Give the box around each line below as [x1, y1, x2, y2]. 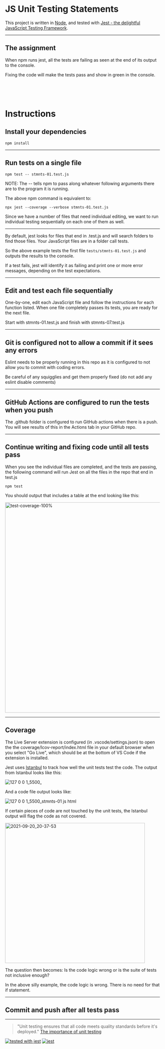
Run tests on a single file [5, 159, 82, 167]
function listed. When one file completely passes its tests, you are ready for [5, 305, 158, 311]
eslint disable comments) [5, 379, 56, 385]
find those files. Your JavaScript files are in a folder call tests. [5, 238, 129, 244]
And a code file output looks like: [5, 788, 72, 794]
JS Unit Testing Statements [5, 3, 119, 15]
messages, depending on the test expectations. [5, 268, 102, 273]
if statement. [5, 987, 31, 993]
